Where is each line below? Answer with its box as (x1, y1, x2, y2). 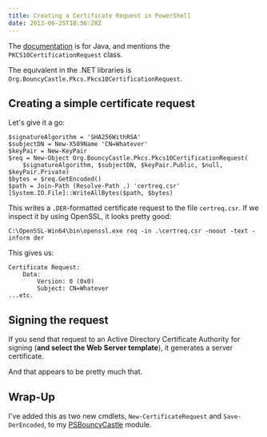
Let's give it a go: (8, 117, 66, 128)
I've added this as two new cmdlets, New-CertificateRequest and (8, 411, 222, 420)
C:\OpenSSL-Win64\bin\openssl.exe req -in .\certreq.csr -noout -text (8, 227, 249, 236)
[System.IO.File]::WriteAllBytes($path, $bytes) (8, 189, 173, 197)
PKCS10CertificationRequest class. (8, 50, 123, 59)
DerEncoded (8, 421, 45, 429)
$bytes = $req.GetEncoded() (8, 175, 102, 184)
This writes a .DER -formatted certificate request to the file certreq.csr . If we (8, 203, 260, 213)
